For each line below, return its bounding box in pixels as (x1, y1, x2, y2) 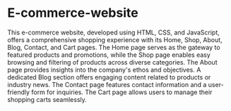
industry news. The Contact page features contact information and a (7, 80, 207, 89)
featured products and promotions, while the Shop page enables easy (7, 51, 211, 59)
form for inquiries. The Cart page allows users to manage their (31, 88, 213, 96)
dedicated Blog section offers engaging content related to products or (7, 72, 211, 81)
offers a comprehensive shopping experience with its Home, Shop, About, (7, 35, 223, 44)
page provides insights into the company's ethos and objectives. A (7, 65, 201, 74)
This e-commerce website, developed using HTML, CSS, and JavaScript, (7, 28, 220, 37)
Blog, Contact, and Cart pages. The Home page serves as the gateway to (7, 43, 220, 51)
